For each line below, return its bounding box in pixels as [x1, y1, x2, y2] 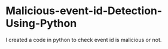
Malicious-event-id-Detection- [5, 4, 163, 18]
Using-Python [5, 17, 77, 30]
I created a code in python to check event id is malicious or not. [5, 36, 162, 43]
